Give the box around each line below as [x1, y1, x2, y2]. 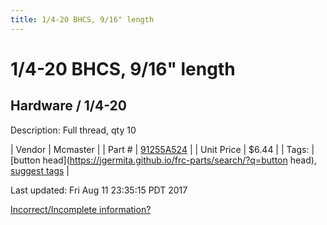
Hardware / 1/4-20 [10, 97, 127, 115]
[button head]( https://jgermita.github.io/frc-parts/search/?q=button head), [10, 154, 317, 166]
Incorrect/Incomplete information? [10, 203, 152, 215]
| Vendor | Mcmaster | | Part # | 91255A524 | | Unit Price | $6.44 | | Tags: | [10, 143, 315, 155]
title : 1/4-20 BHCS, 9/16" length [10, 14, 155, 25]
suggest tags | [10, 164, 70, 176]
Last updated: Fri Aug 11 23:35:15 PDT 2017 [10, 184, 188, 196]
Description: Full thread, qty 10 [10, 124, 137, 136]
